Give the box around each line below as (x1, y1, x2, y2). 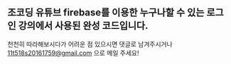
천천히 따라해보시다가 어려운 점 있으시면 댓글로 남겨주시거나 (7, 39, 173, 48)
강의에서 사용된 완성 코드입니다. (18, 20, 149, 32)
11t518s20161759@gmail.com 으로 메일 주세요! (7, 49, 139, 57)
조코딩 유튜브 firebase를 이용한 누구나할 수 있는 (7, 6, 205, 19)
